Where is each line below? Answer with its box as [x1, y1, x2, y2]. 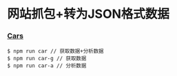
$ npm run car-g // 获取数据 [7, 55, 87, 62]
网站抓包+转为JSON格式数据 [7, 6, 170, 22]
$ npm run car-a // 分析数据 [7, 62, 87, 69]
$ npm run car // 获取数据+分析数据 [7, 48, 104, 55]
